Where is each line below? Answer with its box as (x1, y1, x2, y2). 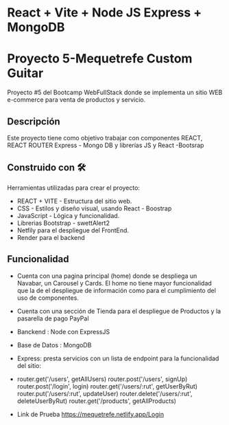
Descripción (7, 116, 60, 127)
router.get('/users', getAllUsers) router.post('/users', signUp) (16, 375, 188, 383)
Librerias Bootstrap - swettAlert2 (16, 219, 110, 227)
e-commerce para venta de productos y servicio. (7, 96, 146, 104)
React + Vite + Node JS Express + (7, 5, 202, 21)
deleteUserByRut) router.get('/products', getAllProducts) (16, 397, 177, 405)
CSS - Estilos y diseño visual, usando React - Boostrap (16, 204, 172, 212)
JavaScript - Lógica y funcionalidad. (16, 211, 120, 219)
